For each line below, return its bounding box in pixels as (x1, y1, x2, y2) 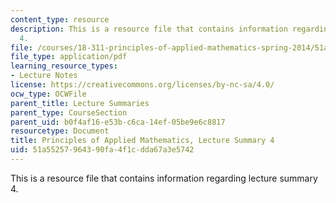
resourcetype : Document (10, 126, 110, 136)
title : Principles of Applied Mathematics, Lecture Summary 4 (10, 136, 275, 146)
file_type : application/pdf (10, 52, 128, 62)
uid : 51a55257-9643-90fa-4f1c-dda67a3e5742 (10, 145, 195, 155)
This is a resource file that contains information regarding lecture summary (10, 172, 318, 184)
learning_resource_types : (10, 61, 118, 71)
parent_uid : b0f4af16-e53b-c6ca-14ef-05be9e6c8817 (10, 117, 226, 127)
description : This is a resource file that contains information (10, 24, 288, 34)
